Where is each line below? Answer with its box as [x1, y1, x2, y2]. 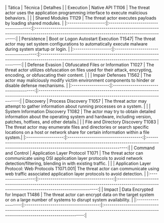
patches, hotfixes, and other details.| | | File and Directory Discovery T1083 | [5, 119, 159, 125]
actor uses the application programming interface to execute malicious [5, 10, 148, 16]
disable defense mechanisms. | [5, 83, 68, 88]
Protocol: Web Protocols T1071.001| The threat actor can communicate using [5, 166, 159, 171]
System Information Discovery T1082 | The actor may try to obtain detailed [5, 109, 156, 114]
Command [134, 145, 155, 151]
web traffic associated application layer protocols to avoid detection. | [5, 171, 146, 177]
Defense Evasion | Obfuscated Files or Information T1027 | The [27, 62, 154, 67]
